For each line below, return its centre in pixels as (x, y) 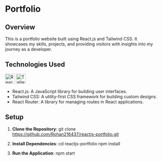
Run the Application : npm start (43, 153)
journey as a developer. (29, 49)
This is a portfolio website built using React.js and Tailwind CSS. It (71, 39)
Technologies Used (35, 65)
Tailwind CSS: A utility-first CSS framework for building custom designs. (84, 96)
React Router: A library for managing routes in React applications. (78, 102)
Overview (20, 27)
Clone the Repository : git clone (44, 129)
